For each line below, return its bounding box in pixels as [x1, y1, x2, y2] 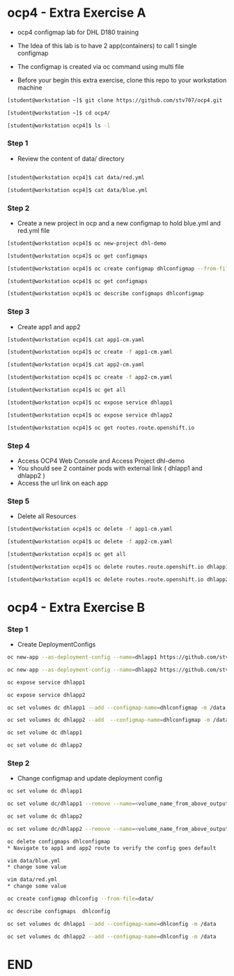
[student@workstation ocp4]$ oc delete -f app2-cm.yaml [7, 539, 173, 546]
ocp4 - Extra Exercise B [7, 599, 146, 615]
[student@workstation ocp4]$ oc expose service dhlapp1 [7, 399, 173, 406]
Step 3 [7, 307, 30, 317]
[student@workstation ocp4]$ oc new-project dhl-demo [7, 239, 167, 247]
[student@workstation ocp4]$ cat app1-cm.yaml [7, 336, 145, 343]
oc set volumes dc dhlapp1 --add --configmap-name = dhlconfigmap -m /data [7, 704, 226, 711]
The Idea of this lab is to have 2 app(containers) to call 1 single [17, 41, 197, 50]
